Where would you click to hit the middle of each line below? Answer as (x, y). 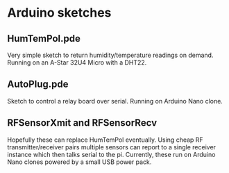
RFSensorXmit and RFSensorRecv (82, 123)
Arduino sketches (59, 13)
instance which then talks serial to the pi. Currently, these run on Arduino (111, 154)
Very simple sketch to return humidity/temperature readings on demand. (110, 55)
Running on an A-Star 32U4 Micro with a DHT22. (77, 63)
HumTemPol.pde (44, 39)
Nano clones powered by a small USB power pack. (79, 162)
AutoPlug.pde (38, 84)
